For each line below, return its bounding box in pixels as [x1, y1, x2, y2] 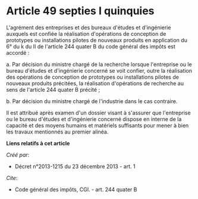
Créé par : [6, 151, 30, 158]
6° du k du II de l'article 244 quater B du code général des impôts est [6, 43, 175, 50]
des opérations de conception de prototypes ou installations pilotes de [6, 73, 180, 80]
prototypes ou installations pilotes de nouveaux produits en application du [6, 36, 187, 43]
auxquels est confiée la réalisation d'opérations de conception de [6, 30, 166, 37]
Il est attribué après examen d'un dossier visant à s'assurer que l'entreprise [6, 109, 191, 116]
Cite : [6, 174, 18, 181]
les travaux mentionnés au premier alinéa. [6, 128, 109, 135]
